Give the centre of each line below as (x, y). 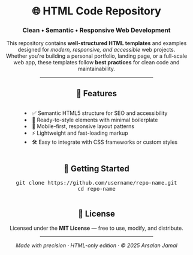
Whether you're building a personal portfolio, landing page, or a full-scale (96, 56)
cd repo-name (96, 189)
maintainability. (96, 69)
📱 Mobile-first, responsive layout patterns (83, 126)
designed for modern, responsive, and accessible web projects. (96, 50)
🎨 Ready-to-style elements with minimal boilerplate (95, 120)
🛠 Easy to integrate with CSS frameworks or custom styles (105, 142)
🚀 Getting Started (96, 169)
